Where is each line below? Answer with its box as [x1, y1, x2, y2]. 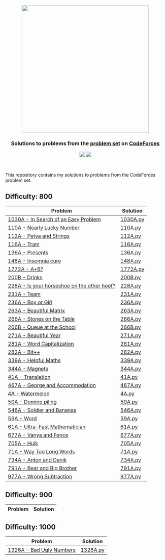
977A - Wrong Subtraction [8, 473, 73, 480]
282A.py [120, 349, 141, 356]
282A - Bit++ [8, 349, 41, 356]
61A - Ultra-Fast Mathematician [8, 423, 86, 430]
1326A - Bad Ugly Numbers [8, 546, 76, 553]
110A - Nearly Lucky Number [8, 224, 80, 231]
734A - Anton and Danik [8, 456, 67, 464]
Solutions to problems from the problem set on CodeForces [11, 140, 160, 147]
